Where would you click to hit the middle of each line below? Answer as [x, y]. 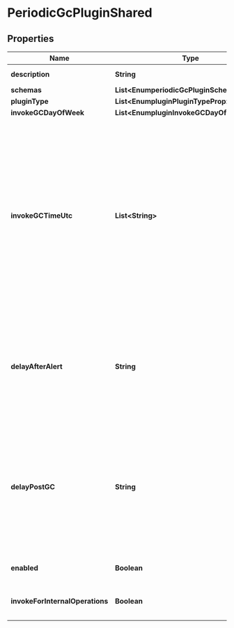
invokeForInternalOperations [60, 601]
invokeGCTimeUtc [42, 216]
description [30, 74]
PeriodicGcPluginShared [80, 13]
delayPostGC [33, 487]
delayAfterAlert [37, 366]
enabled [24, 568]
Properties [31, 39]
